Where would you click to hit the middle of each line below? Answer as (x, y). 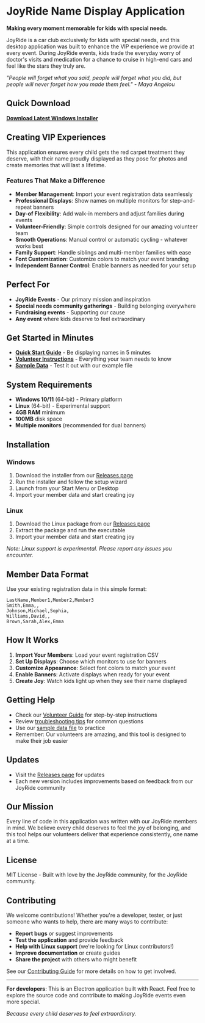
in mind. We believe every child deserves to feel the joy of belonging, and (99, 828)
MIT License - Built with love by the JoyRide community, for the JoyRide (97, 875)
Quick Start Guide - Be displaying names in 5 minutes (83, 353)
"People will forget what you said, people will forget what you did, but (94, 78)
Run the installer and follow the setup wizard (71, 482)
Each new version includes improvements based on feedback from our (104, 781)
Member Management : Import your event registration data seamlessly (104, 194)
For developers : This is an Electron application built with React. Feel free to (101, 989)
